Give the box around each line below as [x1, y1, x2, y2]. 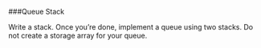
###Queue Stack [8, 7, 65, 16]
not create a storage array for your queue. [8, 31, 148, 40]
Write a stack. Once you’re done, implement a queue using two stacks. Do [8, 22, 254, 31]
